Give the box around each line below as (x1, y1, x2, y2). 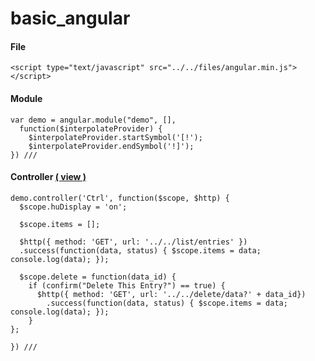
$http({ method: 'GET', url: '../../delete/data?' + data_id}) (36, 289, 307, 299)
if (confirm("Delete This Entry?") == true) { (28, 280, 226, 291)
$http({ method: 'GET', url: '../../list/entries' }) (19, 237, 248, 247)
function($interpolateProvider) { (19, 123, 163, 134)
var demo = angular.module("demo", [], (10, 115, 177, 125)
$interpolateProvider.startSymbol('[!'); (28, 132, 203, 142)
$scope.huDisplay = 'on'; (19, 202, 128, 212)
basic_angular (10, 7, 131, 30)
